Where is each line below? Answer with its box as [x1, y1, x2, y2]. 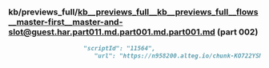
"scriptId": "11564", [83, 45, 156, 53]
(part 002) [217, 26, 259, 38]
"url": [94, 52, 116, 60]
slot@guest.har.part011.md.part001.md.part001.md [8, 26, 216, 38]
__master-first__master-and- [8, 16, 123, 27]
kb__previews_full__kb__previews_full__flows [77, 6, 259, 18]
